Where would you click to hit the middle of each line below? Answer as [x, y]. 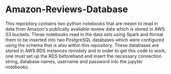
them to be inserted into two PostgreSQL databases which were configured [85, 40]
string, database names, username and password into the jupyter [74, 61]
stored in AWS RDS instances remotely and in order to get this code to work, [86, 51]
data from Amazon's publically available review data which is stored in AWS [85, 29]
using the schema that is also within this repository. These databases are [82, 45]
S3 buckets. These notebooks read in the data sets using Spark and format [84, 34]
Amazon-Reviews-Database [67, 9]
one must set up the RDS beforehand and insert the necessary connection [84, 56]
